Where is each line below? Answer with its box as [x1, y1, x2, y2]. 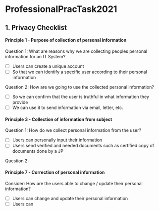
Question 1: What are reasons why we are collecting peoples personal [5, 48, 148, 54]
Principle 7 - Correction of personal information [5, 169, 105, 175]
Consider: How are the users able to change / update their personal [5, 180, 143, 186]
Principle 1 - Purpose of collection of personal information [5, 37, 127, 43]
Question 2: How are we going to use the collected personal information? [5, 84, 155, 90]
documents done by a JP [12, 148, 63, 154]
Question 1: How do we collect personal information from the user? [5, 127, 142, 133]
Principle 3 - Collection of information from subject [5, 116, 112, 122]
